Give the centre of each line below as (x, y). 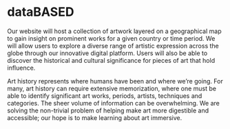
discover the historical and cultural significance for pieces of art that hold (111, 60)
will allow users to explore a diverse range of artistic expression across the (113, 46)
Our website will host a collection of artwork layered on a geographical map (114, 31)
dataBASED (41, 12)
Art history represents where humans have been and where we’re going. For (115, 81)
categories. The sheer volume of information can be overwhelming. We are (114, 103)
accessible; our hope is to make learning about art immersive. (95, 117)
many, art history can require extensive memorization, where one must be (112, 88)
